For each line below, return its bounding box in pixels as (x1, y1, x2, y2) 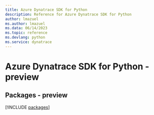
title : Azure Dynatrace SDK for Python (5, 7, 88, 12)
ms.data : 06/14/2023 (5, 26, 48, 31)
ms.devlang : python (5, 35, 46, 40)
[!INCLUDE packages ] (5, 104, 50, 110)
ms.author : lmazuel (5, 21, 46, 26)
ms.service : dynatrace (5, 40, 52, 45)
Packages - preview (5, 91, 68, 100)
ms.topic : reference (5, 30, 48, 35)
